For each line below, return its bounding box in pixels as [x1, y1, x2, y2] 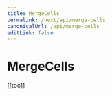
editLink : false [7, 29, 54, 36]
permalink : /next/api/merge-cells [7, 16, 107, 23]
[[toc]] [7, 82, 25, 90]
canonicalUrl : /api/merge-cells [7, 23, 100, 29]
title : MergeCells [7, 10, 60, 17]
